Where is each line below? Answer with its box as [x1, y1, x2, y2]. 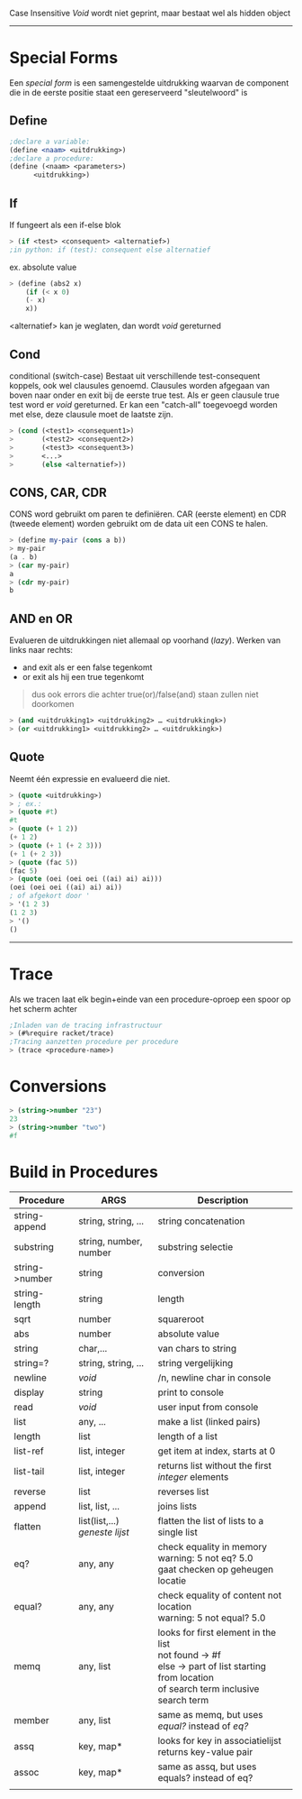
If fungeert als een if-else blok [9, 219, 121, 230]
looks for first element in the [157, 1627, 277, 1639]
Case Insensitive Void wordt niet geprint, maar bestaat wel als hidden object [9, 8, 291, 18]
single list [157, 1526, 198, 1538]
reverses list [157, 1485, 209, 1498]
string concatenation [157, 1215, 245, 1227]
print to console [157, 1386, 225, 1399]
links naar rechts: [9, 645, 74, 656]
